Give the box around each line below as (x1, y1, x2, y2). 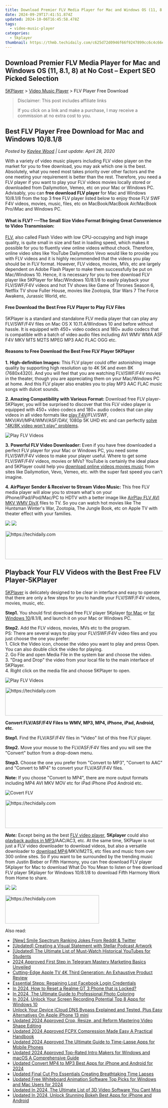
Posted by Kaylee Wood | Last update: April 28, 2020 (5, 148, 115, 154)
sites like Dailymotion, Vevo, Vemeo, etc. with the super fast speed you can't (5, 468, 163, 475)
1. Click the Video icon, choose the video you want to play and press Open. (5, 641, 159, 647)
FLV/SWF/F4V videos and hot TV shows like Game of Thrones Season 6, (5, 282, 155, 288)
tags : (5, 21, 16, 27)
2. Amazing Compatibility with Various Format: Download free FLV (5, 395, 145, 402)
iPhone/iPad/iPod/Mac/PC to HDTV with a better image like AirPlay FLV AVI (5, 494, 160, 500)
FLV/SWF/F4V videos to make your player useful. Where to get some (5, 453, 147, 459)
